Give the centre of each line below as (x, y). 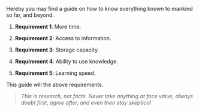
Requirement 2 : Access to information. (63, 38)
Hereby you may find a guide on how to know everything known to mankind (99, 9)
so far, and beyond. (30, 15)
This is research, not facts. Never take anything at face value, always (107, 96)
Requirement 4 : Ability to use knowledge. (66, 61)
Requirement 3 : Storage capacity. (57, 50)
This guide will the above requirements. (55, 84)
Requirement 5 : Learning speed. (55, 73)
